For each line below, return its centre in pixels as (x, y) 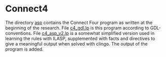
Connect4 (27, 9)
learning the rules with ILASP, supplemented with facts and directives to (80, 38)
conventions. (19, 33)
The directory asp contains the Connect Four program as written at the (79, 22)
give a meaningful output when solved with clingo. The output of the (76, 43)
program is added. (25, 49)
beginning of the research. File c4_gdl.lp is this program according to (77, 27)
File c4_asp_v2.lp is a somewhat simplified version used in (94, 33)
